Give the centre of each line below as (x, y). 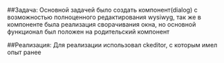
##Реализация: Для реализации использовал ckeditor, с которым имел (112, 45)
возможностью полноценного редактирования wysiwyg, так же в (104, 17)
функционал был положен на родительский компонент (88, 32)
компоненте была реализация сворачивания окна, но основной (102, 24)
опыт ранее (24, 52)
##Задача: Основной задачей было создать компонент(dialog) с (103, 10)
